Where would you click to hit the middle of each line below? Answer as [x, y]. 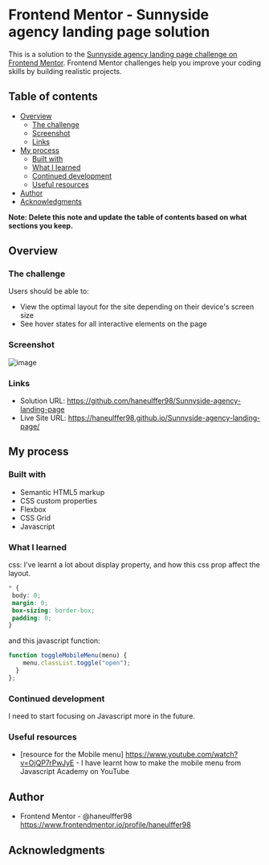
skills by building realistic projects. [65, 71]
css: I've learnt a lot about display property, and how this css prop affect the [134, 565]
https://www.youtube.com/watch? [182, 755]
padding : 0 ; [32, 618]
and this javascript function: [54, 641]
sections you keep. [41, 225]
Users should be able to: [49, 291]
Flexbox [33, 509]
